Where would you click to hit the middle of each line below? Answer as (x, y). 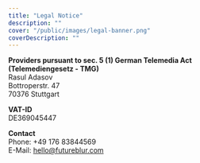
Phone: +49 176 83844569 (52, 142)
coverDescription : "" (44, 38)
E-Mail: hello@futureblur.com (56, 150)
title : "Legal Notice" (46, 16)
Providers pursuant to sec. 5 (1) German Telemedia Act (100, 60)
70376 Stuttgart (34, 94)
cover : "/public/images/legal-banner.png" (79, 30)
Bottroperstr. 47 (34, 86)
